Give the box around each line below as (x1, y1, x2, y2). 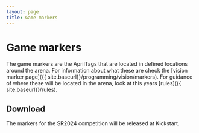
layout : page (6, 8, 39, 15)
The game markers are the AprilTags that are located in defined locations (6, 60, 188, 68)
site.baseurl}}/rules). (6, 86, 58, 94)
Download (6, 103, 45, 114)
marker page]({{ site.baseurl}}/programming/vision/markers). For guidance (6, 73, 193, 80)
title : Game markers (6, 15, 58, 21)
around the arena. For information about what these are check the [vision (6, 67, 188, 74)
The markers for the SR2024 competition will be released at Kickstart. (6, 120, 180, 127)
